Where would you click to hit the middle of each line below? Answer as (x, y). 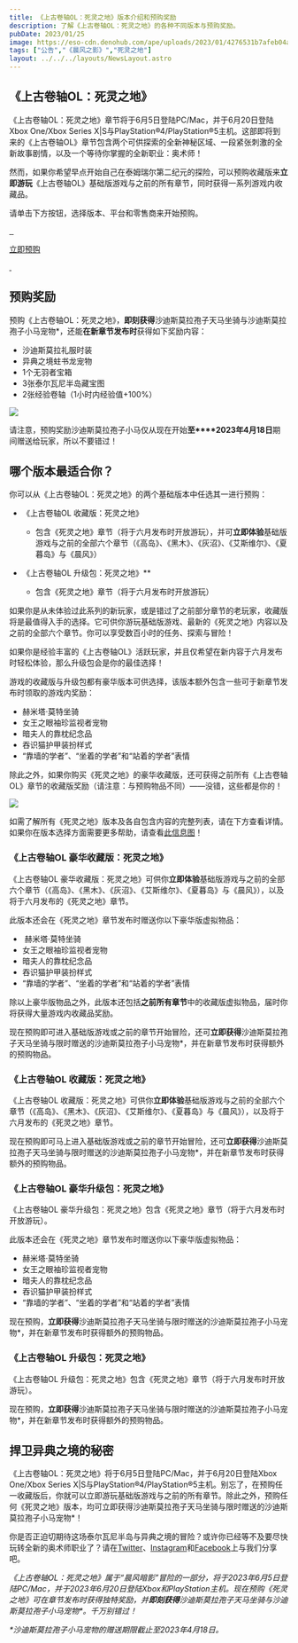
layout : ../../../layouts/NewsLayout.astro (91, 59)
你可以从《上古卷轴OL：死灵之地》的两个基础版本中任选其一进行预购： (138, 494)
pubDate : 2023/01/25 (47, 34)
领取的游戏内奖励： (59, 693)
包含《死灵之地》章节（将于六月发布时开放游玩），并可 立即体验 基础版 (161, 532)
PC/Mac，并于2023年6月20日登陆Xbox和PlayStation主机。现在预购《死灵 (152, 1589)
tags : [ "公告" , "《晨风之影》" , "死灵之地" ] (80, 51)
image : (21, 42)
